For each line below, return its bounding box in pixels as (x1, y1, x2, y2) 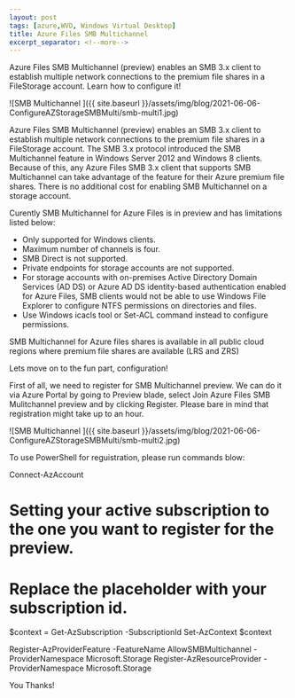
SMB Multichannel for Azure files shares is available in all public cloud (9, 336, 264, 347)
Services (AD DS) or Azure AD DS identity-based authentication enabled (21, 281, 286, 293)
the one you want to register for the (9, 520, 275, 539)
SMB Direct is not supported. (21, 254, 128, 264)
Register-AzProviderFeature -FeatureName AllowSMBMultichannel (9, 644, 252, 655)
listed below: (9, 217, 56, 228)
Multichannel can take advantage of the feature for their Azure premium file (9, 172, 285, 183)
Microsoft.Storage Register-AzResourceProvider (85, 654, 262, 664)
